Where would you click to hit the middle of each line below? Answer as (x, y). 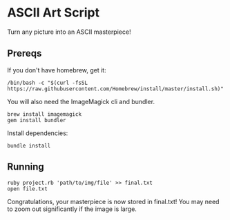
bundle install (29, 146)
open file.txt (28, 189)
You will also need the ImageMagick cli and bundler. (81, 101)
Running (26, 167)
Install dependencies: (38, 133)
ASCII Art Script (54, 13)
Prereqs (25, 53)
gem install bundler (37, 120)
